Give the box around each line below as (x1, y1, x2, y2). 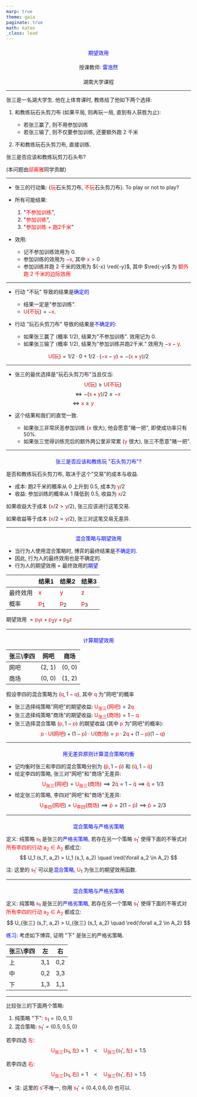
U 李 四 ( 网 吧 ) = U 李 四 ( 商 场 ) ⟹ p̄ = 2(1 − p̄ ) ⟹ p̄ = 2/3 (39, 801, 167, 810)
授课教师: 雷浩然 (79, 64, 118, 71)
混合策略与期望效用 (75, 535, 122, 542)
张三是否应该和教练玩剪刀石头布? (6, 153, 86, 160)
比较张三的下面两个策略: (6, 1002, 64, 1009)
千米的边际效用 (35, 270, 72, 277)
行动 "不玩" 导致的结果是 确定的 (14, 288, 90, 295)
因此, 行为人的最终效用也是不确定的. (14, 555, 101, 562)
